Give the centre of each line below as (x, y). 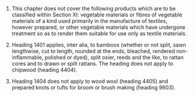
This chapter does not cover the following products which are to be (94, 9)
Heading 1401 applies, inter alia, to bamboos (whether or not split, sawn (99, 45)
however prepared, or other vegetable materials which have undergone (98, 27)
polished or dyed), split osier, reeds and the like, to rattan (114, 57)
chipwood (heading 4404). (44, 70)
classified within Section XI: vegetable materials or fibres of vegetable (97, 15)
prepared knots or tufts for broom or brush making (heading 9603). (93, 87)
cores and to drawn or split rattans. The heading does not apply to (92, 63)
